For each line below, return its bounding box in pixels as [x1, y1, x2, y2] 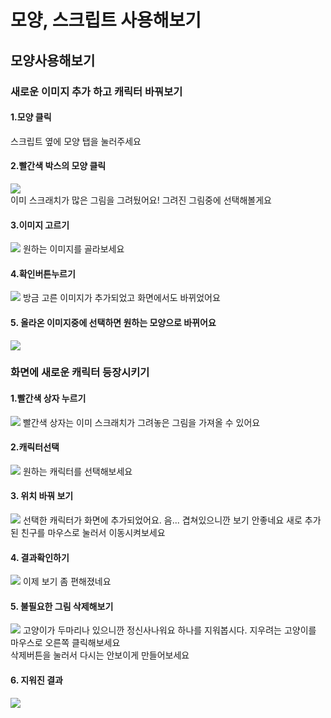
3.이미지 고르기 [10, 219, 70, 231]
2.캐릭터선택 [10, 441, 60, 453]
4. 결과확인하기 [10, 551, 70, 563]
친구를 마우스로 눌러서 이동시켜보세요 [20, 527, 166, 539]
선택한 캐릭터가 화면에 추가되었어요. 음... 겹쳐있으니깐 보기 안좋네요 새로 [22, 514, 303, 526]
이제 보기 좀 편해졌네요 [22, 576, 112, 588]
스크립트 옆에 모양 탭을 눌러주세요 [10, 135, 142, 147]
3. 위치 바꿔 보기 [10, 490, 74, 502]
